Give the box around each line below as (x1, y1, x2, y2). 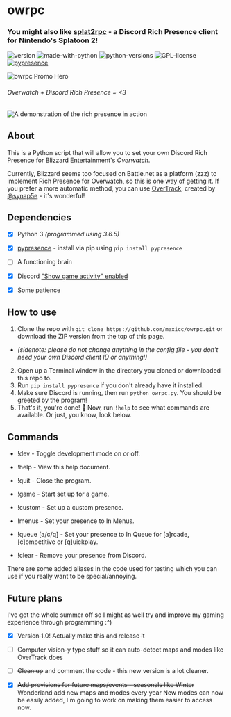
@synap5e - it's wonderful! (7, 191, 85, 200)
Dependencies (7, 211, 71, 223)
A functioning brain (17, 258, 73, 266)
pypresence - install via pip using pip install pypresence (17, 244, 182, 252)
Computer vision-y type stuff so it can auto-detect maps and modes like (17, 645, 224, 654)
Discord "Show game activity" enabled (17, 272, 128, 280)
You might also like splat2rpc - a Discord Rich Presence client (7, 27, 219, 37)
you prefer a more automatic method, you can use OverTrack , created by (7, 184, 216, 193)
